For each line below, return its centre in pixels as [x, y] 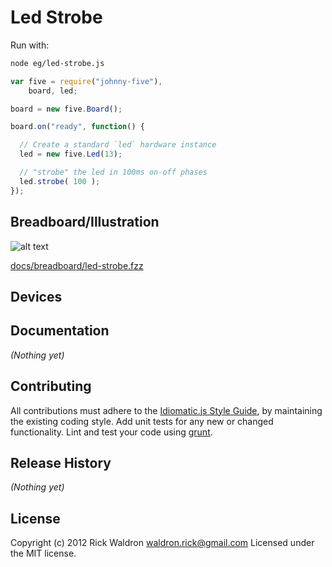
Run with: [30, 45]
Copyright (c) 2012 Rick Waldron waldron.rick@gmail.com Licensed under [162, 543]
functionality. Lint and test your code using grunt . [111, 432]
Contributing [51, 386]
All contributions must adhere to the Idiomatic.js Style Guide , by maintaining [166, 410]
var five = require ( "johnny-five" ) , [86, 81]
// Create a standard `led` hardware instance [118, 145]
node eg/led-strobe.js [57, 63]
